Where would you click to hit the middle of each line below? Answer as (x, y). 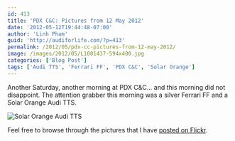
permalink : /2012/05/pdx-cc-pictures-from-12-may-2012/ (92, 47)
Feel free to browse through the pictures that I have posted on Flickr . (108, 130)
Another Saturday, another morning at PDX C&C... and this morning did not (116, 87)
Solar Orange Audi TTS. (42, 102)
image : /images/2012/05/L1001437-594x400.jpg (76, 54)
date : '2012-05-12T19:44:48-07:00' (60, 27)
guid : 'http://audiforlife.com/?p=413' (66, 41)
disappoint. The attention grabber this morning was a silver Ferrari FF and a (118, 95)
